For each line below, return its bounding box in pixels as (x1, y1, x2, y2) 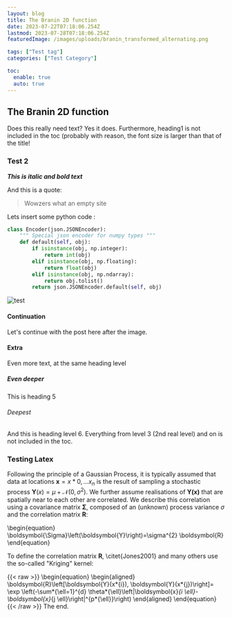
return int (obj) (43, 252, 91, 259)
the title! (7, 139, 31, 148)
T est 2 (7, 157, 29, 166)
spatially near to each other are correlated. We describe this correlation (7, 495, 211, 503)
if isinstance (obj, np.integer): (32, 245, 128, 252)
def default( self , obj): (19, 238, 91, 246)
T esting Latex (7, 454, 54, 464)
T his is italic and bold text (7, 172, 83, 180)
